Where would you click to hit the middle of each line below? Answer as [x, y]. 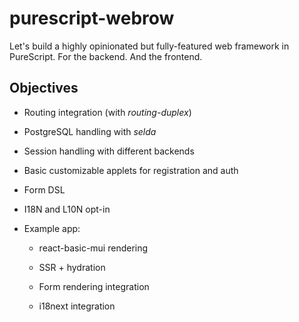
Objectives [44, 88]
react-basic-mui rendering [93, 248]
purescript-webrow [92, 18]
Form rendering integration [94, 286]
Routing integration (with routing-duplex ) [107, 112]
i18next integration [77, 306]
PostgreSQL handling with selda [90, 131]
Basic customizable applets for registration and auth [131, 170]
